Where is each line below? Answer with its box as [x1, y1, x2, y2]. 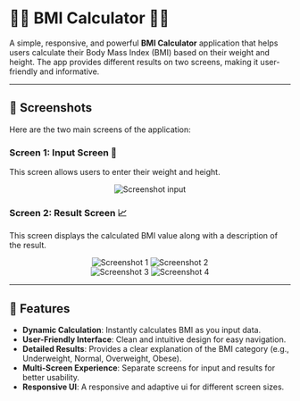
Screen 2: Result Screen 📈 [9, 206, 128, 219]
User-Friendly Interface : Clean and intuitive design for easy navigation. [21, 334, 287, 345]
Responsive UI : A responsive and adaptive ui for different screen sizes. [21, 381, 285, 392]
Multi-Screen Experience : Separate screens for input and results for [21, 363, 275, 373]
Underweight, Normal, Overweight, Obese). [21, 353, 182, 364]
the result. [9, 240, 47, 251]
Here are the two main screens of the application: [9, 124, 191, 135]
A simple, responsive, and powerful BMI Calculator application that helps [9, 38, 279, 48]
